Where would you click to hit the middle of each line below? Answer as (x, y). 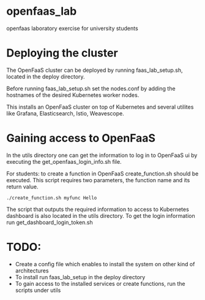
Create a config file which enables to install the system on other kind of (105, 264)
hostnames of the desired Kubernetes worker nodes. (73, 95)
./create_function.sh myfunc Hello (52, 198)
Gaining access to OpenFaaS (81, 138)
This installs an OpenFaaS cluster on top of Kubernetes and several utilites (100, 107)
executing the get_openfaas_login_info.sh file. (64, 161)
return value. (22, 187)
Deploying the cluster (62, 53)
